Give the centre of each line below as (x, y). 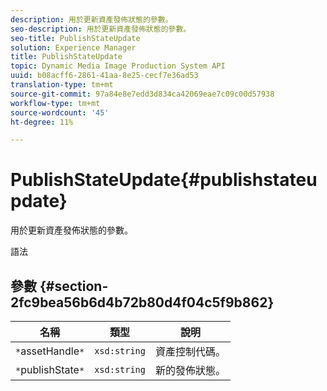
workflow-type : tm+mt (55, 103)
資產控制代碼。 (190, 351)
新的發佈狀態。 (190, 370)
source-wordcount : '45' (60, 112)
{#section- (74, 286)
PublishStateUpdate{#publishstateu (164, 180)
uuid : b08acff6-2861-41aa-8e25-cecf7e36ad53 (104, 76)
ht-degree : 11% (42, 122)
